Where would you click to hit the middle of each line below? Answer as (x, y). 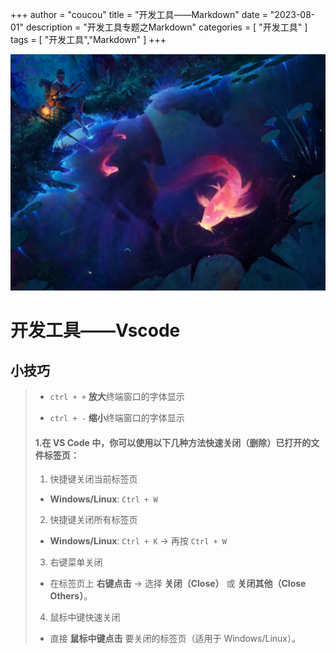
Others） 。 (71, 596)
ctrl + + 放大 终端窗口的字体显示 (117, 396)
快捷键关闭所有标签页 (93, 520)
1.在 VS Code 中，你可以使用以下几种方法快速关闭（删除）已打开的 (173, 442)
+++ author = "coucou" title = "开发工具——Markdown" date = (139, 14)
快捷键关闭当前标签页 (93, 479)
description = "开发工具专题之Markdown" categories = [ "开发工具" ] (166, 27)
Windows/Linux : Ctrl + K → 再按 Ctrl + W (138, 541)
